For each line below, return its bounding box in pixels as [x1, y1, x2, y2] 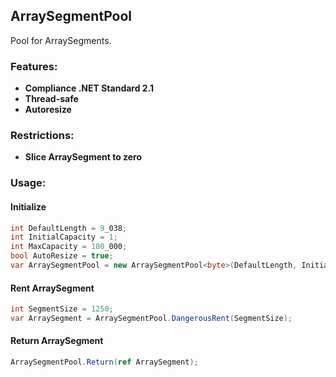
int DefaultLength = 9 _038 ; [10, 223, 128, 233]
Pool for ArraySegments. [10, 34, 112, 46]
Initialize [10, 200, 47, 213]
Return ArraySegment [10, 335, 104, 347]
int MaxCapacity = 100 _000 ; [10, 242, 128, 252]
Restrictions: [10, 129, 75, 143]
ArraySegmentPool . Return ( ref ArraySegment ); [10, 357, 199, 368]
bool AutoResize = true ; [10, 251, 114, 261]
